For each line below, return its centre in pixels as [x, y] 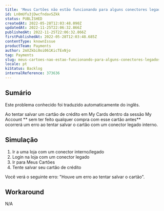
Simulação [21, 140]
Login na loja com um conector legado [51, 157]
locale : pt [16, 64]
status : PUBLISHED [24, 19]
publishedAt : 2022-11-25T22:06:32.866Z [46, 32]
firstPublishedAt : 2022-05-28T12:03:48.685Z [51, 37]
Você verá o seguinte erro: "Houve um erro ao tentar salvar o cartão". [75, 177]
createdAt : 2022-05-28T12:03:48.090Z [43, 23]
